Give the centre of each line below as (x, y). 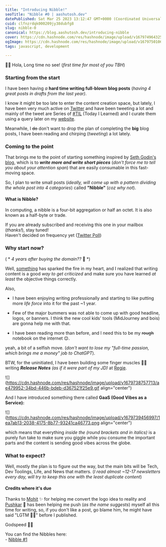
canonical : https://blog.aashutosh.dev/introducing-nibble (67, 33)
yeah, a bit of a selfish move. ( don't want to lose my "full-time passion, (77, 348)
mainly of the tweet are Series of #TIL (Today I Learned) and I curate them (81, 114)
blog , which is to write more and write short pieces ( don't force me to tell (80, 162)
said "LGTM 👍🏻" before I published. (41, 515)
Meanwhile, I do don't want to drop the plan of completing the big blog (77, 128)
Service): (15, 402)
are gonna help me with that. (41, 323)
